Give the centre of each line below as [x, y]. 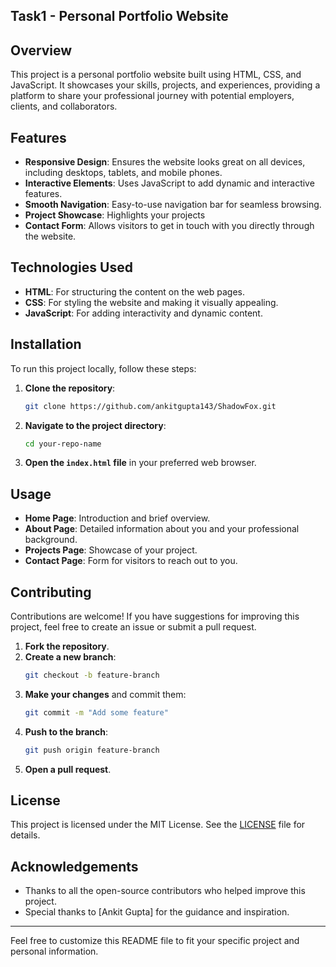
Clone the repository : [70, 388]
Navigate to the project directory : [95, 425]
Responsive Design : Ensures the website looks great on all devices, [165, 162]
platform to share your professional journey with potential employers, [152, 96]
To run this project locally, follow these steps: [103, 368]
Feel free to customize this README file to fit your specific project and [155, 941]
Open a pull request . [68, 769]
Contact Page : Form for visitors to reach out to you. [131, 561]
